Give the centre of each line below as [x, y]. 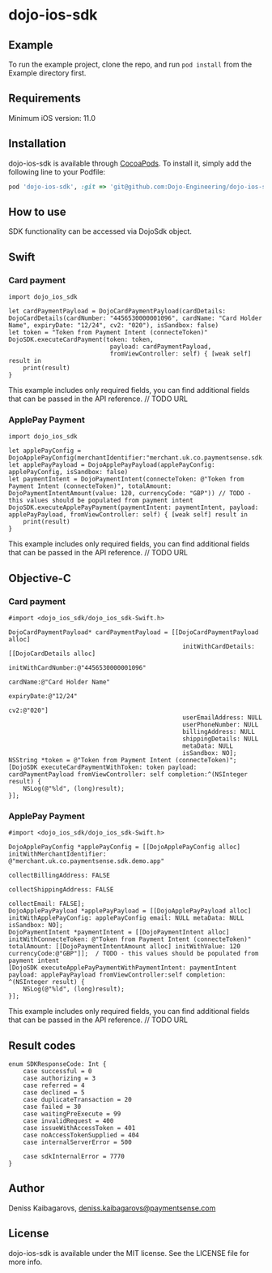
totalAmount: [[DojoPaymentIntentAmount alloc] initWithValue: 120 [125, 947]
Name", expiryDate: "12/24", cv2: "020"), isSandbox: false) [114, 326]
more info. [25, 1262]
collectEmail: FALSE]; [47, 904]
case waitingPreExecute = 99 [72, 1114]
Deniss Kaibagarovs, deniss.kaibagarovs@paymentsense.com [112, 1208]
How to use [37, 211]
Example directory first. [47, 73]
